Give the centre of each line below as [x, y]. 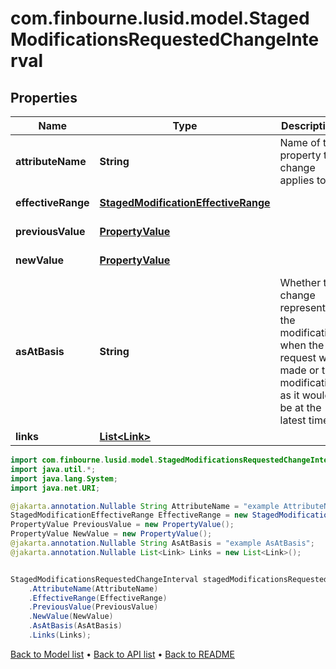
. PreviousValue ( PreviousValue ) [93, 607]
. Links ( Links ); [60, 635]
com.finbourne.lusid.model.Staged [160, 18]
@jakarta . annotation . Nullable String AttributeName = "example [145, 506]
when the [302, 345]
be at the [300, 407]
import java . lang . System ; [64, 478]
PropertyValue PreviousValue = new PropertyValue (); [122, 525]
